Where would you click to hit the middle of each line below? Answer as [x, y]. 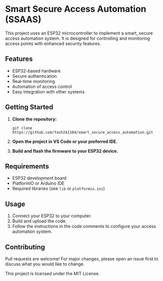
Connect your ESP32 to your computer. [52, 216]
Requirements [27, 166]
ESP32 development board [39, 178]
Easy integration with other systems [48, 91]
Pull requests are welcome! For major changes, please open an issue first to [82, 259]
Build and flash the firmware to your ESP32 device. [65, 151]
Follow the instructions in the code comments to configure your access [84, 226]
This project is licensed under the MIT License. [53, 273]
